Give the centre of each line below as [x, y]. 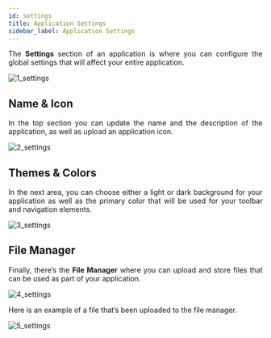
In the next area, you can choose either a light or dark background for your [135, 192]
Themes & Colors [52, 173]
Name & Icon [41, 103]
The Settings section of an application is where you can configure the [135, 54]
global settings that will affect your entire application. [96, 62]
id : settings [30, 16]
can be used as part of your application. [75, 278]
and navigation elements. [50, 209]
